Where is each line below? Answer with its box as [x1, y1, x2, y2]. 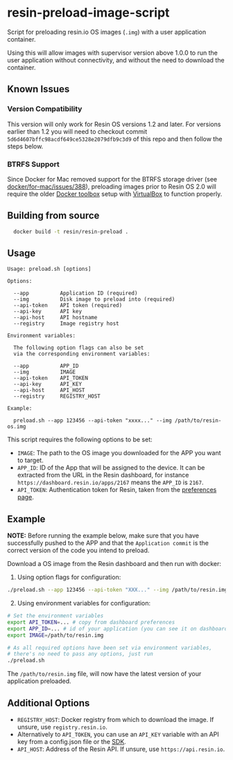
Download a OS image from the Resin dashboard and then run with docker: [7, 560, 222, 568]
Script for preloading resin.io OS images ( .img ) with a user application [7, 28, 207, 36]
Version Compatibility [7, 104, 83, 114]
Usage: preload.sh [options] [7, 265, 92, 273]
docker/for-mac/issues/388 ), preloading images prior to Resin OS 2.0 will [7, 182, 216, 191]
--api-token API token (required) [13, 302, 123, 309]
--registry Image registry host [13, 320, 119, 327]
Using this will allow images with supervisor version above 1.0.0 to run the [7, 48, 218, 57]
